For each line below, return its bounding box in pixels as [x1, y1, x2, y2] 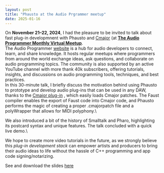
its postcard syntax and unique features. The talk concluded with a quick [5, 123, 152, 129]
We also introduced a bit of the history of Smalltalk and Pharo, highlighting [5, 117, 155, 123]
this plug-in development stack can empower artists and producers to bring [5, 143, 158, 149]
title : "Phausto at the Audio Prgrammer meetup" [5, 12, 106, 17]
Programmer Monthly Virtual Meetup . [5, 40, 83, 46]
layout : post [5, 7, 32, 12]
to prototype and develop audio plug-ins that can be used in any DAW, [5, 87, 147, 93]
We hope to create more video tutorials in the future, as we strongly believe [5, 138, 157, 144]
